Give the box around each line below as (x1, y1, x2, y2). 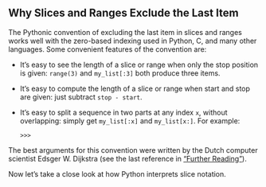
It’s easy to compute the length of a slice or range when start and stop (19, 84, 251, 93)
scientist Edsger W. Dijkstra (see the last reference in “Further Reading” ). (8, 154, 247, 163)
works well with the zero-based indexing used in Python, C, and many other (8, 36, 257, 45)
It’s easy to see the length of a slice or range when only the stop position (19, 60, 259, 69)
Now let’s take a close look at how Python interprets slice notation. (8, 169, 227, 178)
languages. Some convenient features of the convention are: (8, 44, 207, 54)
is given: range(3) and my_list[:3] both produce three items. (19, 68, 221, 78)
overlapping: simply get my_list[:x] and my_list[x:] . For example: (19, 115, 241, 126)
